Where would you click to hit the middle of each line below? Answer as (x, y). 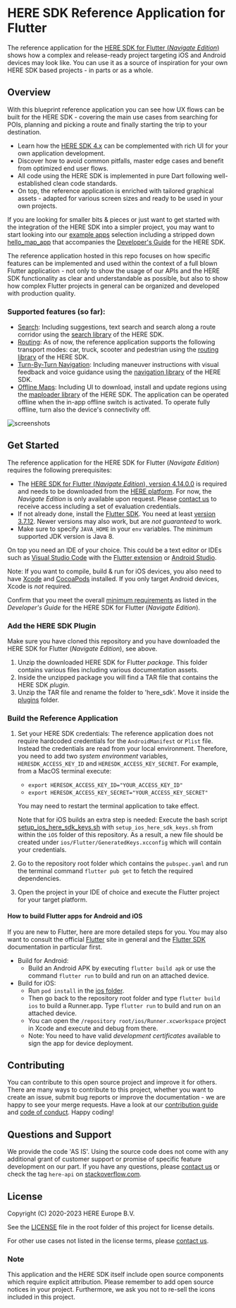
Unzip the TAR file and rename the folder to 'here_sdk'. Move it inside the (123, 693)
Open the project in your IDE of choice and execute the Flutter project (118, 892)
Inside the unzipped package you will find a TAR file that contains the (118, 677)
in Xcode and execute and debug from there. (93, 1028)
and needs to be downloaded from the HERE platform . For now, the (114, 491)
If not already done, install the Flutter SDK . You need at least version (117, 513)
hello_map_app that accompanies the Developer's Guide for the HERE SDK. (116, 242)
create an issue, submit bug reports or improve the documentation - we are (117, 1097)
